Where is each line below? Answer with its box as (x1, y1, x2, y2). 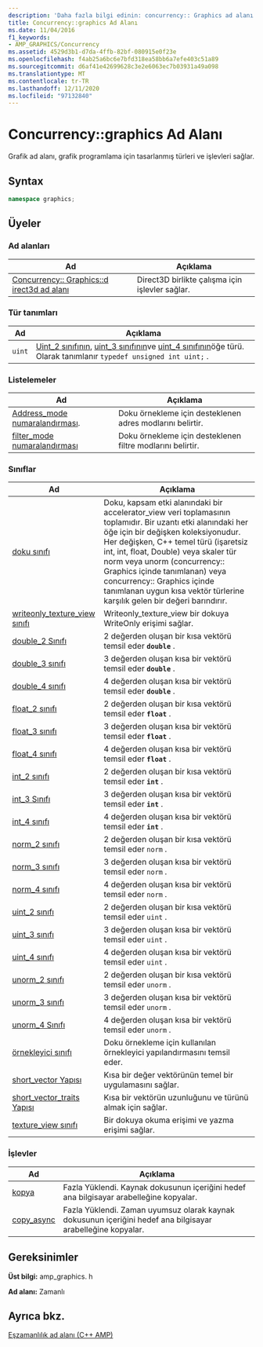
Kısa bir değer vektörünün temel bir (103, 1070, 233, 1081)
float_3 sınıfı (12, 726, 57, 737)
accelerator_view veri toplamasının (103, 507, 231, 518)
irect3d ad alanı (12, 284, 70, 295)
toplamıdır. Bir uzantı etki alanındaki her (103, 517, 249, 528)
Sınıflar (8, 464, 37, 475)
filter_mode (12, 430, 54, 441)
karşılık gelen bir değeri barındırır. (103, 595, 228, 606)
